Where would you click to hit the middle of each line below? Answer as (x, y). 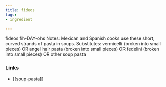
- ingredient (19, 19)
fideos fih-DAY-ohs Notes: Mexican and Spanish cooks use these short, (80, 38)
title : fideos (20, 10)
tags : (11, 15)
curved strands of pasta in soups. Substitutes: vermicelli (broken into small (83, 44)
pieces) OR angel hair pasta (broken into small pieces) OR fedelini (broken (82, 49)
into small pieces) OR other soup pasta (46, 54)
